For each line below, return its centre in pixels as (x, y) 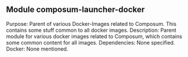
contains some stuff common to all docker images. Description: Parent (91, 30)
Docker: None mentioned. (37, 49)
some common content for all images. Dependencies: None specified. (90, 42)
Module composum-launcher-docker (75, 10)
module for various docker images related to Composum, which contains (94, 36)
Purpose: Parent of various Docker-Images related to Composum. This (91, 24)
